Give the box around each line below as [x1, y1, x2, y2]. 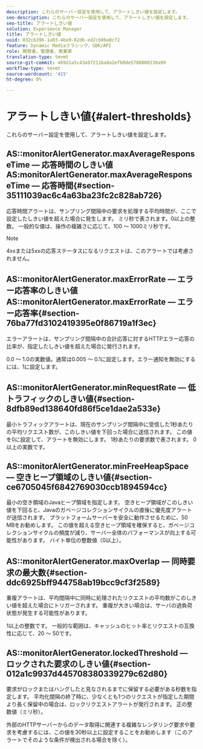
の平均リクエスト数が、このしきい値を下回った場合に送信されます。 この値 [6, 428, 193, 435]
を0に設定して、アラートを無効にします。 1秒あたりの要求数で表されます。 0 [6, 436, 197, 443]
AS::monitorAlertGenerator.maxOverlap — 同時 [6, 556, 187, 567]
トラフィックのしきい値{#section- [6, 394, 135, 404]
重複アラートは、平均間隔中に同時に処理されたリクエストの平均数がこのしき [6, 594, 197, 602]
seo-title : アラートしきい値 [6, 20, 72, 26]
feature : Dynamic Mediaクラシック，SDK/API [6, 43, 112, 49]
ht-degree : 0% [6, 76, 42, 82]
